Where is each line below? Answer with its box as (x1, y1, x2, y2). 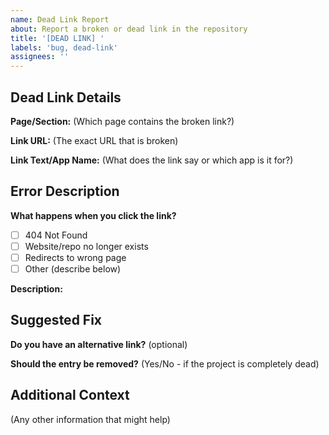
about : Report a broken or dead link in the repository (10, 24, 248, 34)
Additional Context (10, 387, 130, 404)
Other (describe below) (24, 262, 122, 275)
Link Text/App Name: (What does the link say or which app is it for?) (10, 154, 294, 166)
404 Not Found (24, 229, 88, 241)
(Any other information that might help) (10, 413, 171, 425)
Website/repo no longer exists (24, 240, 149, 252)
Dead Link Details (10, 89, 122, 106)
